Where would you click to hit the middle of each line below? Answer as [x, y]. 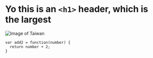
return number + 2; [30, 47]
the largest [28, 20]
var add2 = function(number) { [38, 42]
